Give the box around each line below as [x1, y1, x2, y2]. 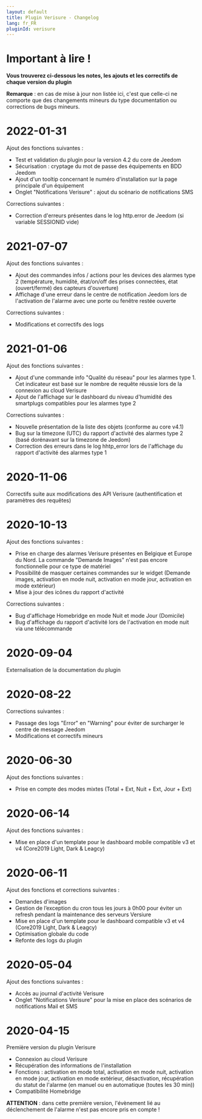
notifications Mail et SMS [15, 1002, 78, 1010]
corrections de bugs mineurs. [6, 103, 80, 110]
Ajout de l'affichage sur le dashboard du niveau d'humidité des [15, 393, 173, 401]
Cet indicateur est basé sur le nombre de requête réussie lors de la [15, 380, 183, 387]
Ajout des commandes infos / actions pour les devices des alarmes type [15, 271, 196, 279]
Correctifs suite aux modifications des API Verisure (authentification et [6, 490, 183, 498]
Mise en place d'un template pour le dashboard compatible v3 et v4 [15, 917, 185, 924]
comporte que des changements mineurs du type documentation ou [6, 96, 177, 104]
